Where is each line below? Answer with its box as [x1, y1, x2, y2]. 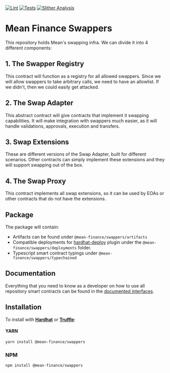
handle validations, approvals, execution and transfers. [5, 123, 120, 129]
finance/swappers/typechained [12, 255, 77, 261]
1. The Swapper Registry [5, 60, 84, 68]
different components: [5, 45, 52, 51]
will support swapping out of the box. [5, 162, 83, 168]
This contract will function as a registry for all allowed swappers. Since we [5, 73, 161, 79]
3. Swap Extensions [5, 137, 69, 146]
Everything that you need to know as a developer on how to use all [5, 282, 145, 289]
